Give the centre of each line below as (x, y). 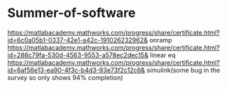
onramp (161, 40)
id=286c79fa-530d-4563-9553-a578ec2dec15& (78, 55)
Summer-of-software (72, 13)
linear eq (163, 55)
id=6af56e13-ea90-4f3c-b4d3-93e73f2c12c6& (76, 70)
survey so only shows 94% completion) (65, 77)
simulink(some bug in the (183, 70)
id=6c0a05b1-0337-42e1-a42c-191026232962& (78, 40)
